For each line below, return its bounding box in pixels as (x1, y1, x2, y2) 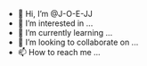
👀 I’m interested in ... (17, 18, 94, 29)
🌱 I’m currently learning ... (17, 28, 113, 37)
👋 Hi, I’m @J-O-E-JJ (17, 9, 94, 19)
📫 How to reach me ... (17, 47, 101, 57)
